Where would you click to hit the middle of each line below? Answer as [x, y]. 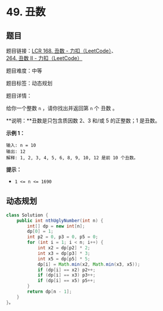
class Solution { [27, 215]
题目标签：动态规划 [29, 83]
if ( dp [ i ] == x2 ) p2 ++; [66, 270]
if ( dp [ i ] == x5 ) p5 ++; [66, 281]
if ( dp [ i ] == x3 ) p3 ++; [66, 275]
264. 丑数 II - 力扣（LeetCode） [44, 58]
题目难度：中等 [24, 71]
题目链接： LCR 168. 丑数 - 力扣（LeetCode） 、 [61, 51]
